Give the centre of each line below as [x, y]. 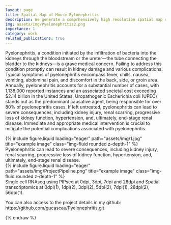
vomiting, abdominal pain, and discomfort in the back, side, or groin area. [82, 80]
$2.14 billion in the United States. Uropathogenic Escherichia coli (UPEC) [81, 96]
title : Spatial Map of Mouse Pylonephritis [52, 15]
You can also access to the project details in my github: [63, 202]
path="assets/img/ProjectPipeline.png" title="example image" [70, 171]
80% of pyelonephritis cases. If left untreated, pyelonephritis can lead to [81, 107]
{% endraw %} [21, 217]
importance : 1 [20, 29]
